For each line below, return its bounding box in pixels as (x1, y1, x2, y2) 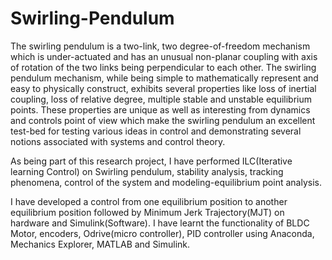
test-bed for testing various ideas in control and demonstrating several (10, 125, 302, 137)
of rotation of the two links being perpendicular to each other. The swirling (10, 61, 317, 73)
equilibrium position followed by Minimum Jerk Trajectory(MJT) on (10, 206, 285, 218)
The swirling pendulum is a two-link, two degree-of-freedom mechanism (10, 40, 311, 52)
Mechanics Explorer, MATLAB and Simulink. (10, 238, 191, 250)
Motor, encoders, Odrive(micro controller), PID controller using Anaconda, (10, 227, 315, 239)
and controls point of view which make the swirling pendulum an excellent (10, 114, 316, 126)
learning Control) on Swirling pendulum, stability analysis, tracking (10, 165, 284, 177)
